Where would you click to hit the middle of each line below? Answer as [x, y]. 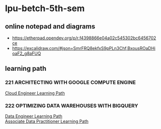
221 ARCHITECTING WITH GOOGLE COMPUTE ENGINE [70, 82]
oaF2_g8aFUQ [26, 53]
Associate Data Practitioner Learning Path [47, 121]
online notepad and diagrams [50, 26]
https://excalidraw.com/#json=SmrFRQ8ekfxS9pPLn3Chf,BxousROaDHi [84, 48]
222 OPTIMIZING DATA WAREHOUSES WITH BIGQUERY [72, 106]
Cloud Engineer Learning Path [35, 93]
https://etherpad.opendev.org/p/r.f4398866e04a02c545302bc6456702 [84, 38]
